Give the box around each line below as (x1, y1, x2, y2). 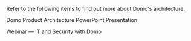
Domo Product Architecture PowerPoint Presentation (6, 17, 138, 23)
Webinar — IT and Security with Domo (6, 28, 102, 35)
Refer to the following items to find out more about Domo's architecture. (6, 5, 186, 12)
